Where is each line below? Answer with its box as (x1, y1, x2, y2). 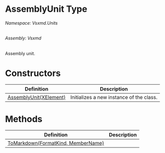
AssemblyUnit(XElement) (7, 93, 66, 100)
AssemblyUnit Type (5, 3, 87, 15)
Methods (5, 114, 43, 125)
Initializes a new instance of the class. (70, 93, 158, 100)
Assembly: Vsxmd (5, 35, 42, 41)
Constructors (5, 68, 61, 79)
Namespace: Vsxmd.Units (5, 20, 58, 26)
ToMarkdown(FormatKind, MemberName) (7, 139, 105, 146)
